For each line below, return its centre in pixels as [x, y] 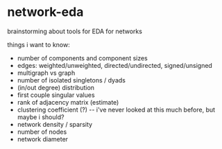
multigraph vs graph [46, 73]
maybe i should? [41, 117]
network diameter [42, 139]
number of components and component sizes [82, 58]
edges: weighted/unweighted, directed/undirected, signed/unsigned [115, 65]
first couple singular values [56, 95]
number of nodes [42, 132]
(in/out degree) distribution [56, 87]
